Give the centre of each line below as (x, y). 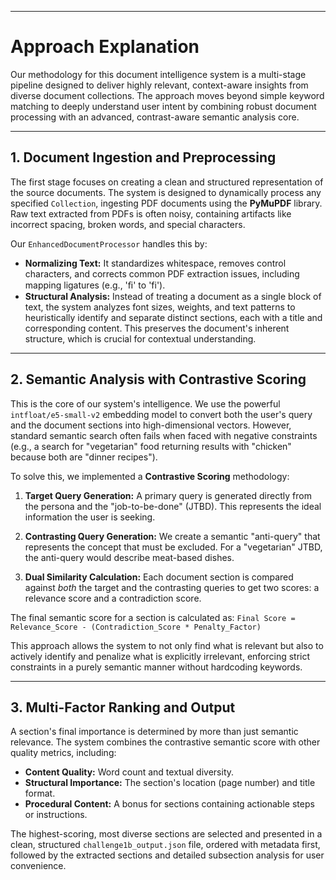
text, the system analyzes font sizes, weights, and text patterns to (160, 307)
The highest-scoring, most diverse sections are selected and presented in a (166, 834)
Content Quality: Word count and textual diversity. (129, 772)
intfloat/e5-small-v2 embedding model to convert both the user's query (161, 414)
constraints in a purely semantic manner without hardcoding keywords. (156, 667)
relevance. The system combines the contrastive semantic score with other (165, 742)
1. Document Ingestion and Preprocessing (143, 157)
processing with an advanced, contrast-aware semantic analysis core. (155, 117)
